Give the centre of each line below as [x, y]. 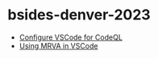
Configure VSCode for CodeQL [71, 37]
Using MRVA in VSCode [58, 45]
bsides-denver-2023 [79, 15]
